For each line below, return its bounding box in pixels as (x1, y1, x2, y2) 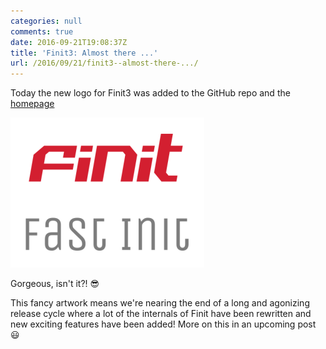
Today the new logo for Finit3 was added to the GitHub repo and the (10, 87, 291, 99)
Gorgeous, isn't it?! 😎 (10, 278, 100, 290)
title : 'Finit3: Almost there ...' (10, 48, 159, 58)
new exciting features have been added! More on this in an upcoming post (10, 318, 317, 330)
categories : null (10, 16, 83, 26)
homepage (10, 98, 55, 110)
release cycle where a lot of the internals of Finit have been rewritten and (10, 308, 312, 320)
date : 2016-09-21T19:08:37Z (10, 37, 128, 47)
